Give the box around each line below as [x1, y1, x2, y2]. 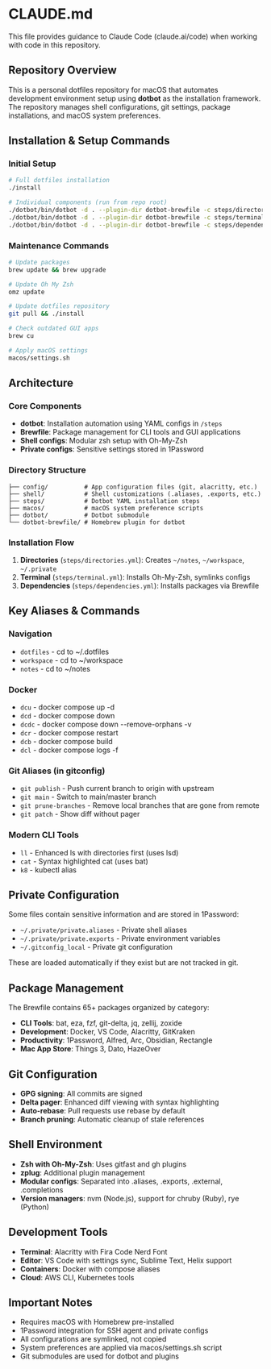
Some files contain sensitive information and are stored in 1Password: [8, 909, 240, 919]
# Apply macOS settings [8, 346, 89, 355]
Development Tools [8, 1225, 108, 1239]
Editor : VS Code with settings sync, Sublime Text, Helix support [19, 1255, 232, 1265]
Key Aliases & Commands [8, 604, 140, 618]
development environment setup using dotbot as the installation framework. [8, 94, 261, 103]
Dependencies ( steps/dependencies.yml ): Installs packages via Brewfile [19, 581, 260, 591]
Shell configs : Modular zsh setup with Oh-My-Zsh [19, 436, 188, 446]
